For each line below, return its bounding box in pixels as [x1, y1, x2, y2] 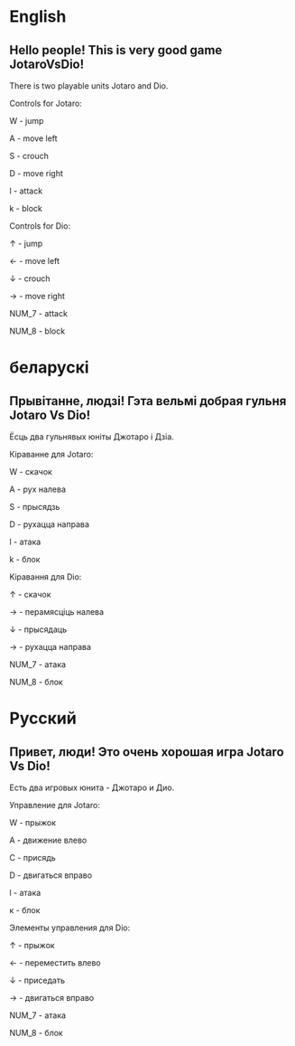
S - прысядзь [9, 502, 60, 512]
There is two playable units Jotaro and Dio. [9, 80, 169, 91]
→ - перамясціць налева [9, 607, 105, 617]
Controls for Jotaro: [9, 98, 83, 108]
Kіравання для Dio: [9, 571, 82, 582]
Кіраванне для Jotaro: [9, 449, 94, 459]
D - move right [9, 168, 63, 178]
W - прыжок [9, 817, 57, 828]
